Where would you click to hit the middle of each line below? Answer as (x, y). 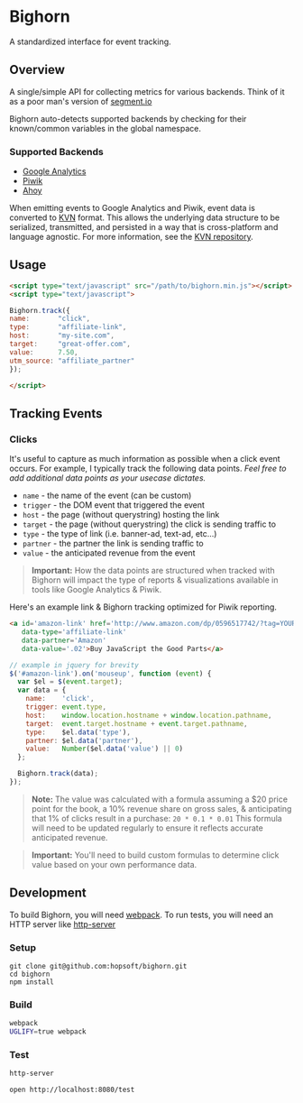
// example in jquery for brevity (74, 665)
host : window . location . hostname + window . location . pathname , (149, 715)
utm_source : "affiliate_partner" (72, 361)
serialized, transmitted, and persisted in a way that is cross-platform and (144, 227)
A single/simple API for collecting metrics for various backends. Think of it (147, 91)
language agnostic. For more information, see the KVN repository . (132, 237)
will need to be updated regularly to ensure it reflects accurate (147, 828)
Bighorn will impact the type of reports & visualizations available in (155, 580)
